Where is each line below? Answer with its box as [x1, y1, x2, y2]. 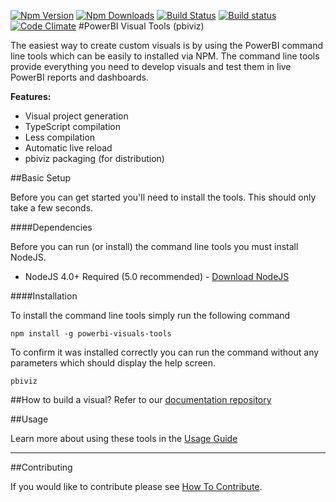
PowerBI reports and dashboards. [10, 71, 149, 83]
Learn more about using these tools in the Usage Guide [10, 433, 238, 444]
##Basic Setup [10, 172, 72, 184]
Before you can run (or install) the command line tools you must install [10, 241, 299, 252]
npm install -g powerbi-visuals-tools [10, 329, 172, 339]
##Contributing [10, 461, 73, 473]
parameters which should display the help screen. [10, 357, 217, 369]
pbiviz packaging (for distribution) [24, 153, 165, 164]
